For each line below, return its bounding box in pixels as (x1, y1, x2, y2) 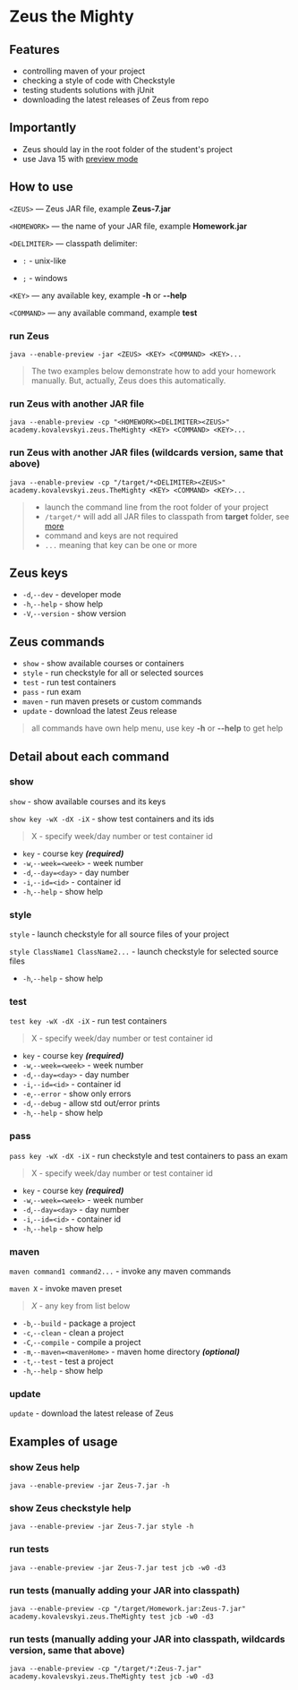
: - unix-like (21, 255, 67, 266)
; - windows (21, 272, 68, 283)
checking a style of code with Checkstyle (21, 75, 175, 86)
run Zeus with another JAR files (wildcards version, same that (9, 446, 284, 459)
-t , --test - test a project (21, 1356, 114, 1367)
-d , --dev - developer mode (21, 589, 122, 600)
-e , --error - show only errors (21, 1088, 132, 1099)
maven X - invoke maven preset (9, 1283, 123, 1294)
